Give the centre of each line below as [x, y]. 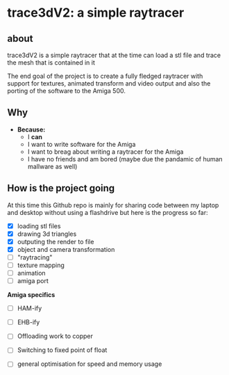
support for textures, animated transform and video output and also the [109, 83]
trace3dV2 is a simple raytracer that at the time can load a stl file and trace [114, 55]
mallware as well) [52, 166]
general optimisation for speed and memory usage [90, 364]
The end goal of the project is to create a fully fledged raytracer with [105, 76]
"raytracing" [35, 257]
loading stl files [39, 226]
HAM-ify [29, 308]
